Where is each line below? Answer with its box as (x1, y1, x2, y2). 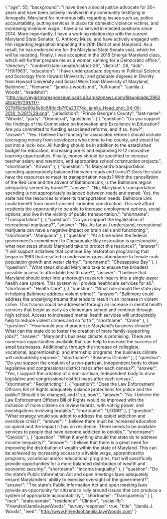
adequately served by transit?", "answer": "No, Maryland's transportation (5, 185, 156, 190)
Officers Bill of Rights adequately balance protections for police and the (5, 387, 152, 392)
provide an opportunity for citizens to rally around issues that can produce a (5, 487, 162, 493)
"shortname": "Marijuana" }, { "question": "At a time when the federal (5, 232, 147, 238)
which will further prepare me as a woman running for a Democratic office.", (5, 57, 161, 63)
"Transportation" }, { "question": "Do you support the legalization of (5, 217, 145, 222)
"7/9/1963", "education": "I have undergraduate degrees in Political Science (5, 68, 161, 74)
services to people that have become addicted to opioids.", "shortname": (5, 429, 155, 435)
